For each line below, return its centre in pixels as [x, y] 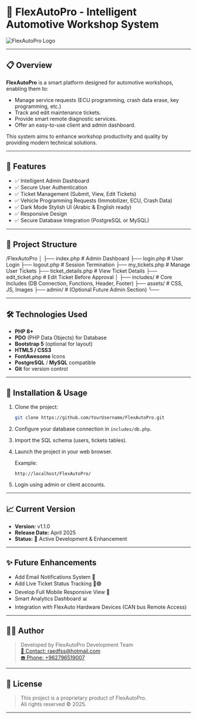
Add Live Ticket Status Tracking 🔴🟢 [58, 584]
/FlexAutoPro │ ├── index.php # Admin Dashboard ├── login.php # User [95, 259]
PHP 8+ [24, 331]
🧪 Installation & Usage [47, 393]
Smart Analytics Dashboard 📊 [51, 598]
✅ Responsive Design [41, 213]
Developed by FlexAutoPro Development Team [77, 645]
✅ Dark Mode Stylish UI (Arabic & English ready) [73, 207]
